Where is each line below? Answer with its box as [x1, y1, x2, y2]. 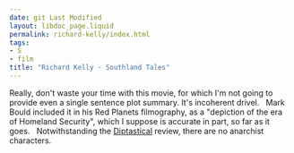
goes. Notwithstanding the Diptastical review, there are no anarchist [9, 125, 264, 136]
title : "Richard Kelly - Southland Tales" [9, 64, 170, 72]
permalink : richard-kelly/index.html [9, 30, 151, 38]
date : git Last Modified [9, 13, 102, 22]
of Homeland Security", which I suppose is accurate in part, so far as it [9, 115, 271, 126]
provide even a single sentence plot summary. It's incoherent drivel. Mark [9, 97, 285, 107]
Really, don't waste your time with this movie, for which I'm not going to [9, 87, 273, 98]
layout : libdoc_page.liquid [9, 21, 115, 30]
